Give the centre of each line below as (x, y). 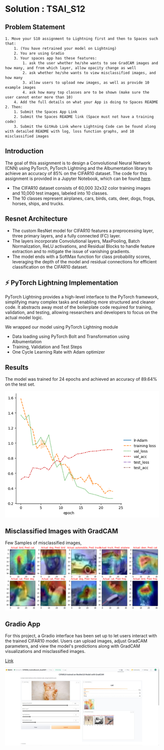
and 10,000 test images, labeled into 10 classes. (60, 193)
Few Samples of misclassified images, (43, 543)
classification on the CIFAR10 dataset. (50, 267)
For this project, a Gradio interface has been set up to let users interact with (81, 636)
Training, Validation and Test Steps (47, 347)
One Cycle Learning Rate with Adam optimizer (59, 352)
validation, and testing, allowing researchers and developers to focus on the (81, 313)
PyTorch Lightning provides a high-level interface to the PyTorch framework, (82, 297)
